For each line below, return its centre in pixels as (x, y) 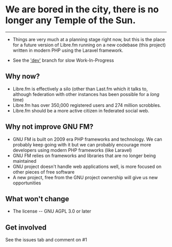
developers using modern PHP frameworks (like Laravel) (72, 150)
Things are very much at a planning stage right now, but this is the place (89, 39)
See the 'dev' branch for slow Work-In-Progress (63, 60)
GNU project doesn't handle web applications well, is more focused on (87, 166)
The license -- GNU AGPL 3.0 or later (52, 211)
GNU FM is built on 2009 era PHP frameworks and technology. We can (87, 139)
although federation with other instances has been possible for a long (86, 94)
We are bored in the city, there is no (82, 9)
